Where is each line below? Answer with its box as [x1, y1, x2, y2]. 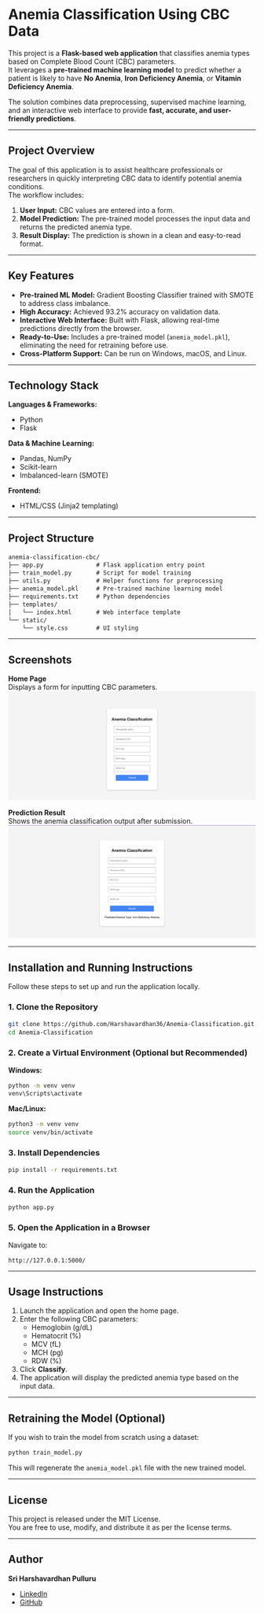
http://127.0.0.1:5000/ [8, 1256, 86, 1264]
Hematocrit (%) [31, 1331, 82, 1341]
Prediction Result [8, 808, 66, 817]
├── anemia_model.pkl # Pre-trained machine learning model [8, 585, 223, 593]
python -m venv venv [8, 1081, 76, 1089]
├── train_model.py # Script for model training [8, 569, 192, 577]
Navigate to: [8, 1240, 48, 1250]
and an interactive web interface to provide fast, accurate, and [8, 105, 212, 115]
